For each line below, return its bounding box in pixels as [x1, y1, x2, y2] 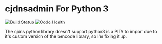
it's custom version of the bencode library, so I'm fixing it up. [5, 33, 127, 39]
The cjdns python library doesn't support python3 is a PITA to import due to [5, 28, 157, 34]
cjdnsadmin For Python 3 [5, 3, 109, 14]
